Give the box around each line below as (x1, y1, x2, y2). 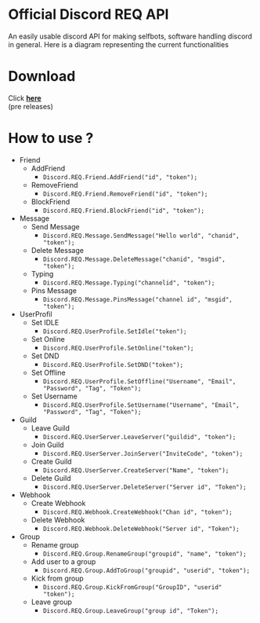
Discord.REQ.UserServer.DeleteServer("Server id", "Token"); (42, 483, 247, 491)
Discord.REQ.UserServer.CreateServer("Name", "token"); (42, 466, 229, 475)
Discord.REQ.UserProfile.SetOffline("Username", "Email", (42, 377, 237, 386)
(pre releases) (8, 101, 53, 111)
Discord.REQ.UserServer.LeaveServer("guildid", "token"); (42, 433, 237, 441)
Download (8, 68, 76, 86)
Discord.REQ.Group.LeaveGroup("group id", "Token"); (42, 607, 219, 614)
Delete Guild (31, 473, 72, 482)
